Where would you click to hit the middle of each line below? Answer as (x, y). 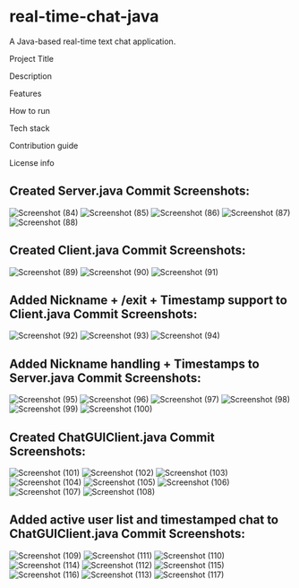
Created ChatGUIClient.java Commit (112, 437)
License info (32, 162)
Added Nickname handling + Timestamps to (134, 363)
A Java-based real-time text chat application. (93, 41)
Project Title (32, 58)
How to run (30, 110)
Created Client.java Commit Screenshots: (128, 251)
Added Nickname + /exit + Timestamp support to (149, 300)
